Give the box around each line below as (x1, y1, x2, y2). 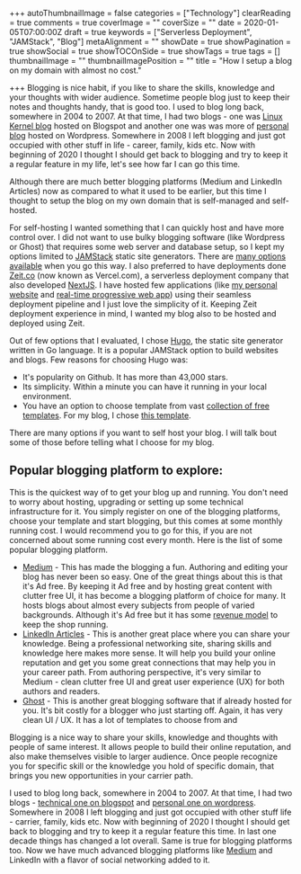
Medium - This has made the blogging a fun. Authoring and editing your (22, 561, 288, 572)
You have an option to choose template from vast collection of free (22, 400, 270, 411)
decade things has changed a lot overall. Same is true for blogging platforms (9, 835, 293, 846)
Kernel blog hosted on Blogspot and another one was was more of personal (9, 120, 289, 131)
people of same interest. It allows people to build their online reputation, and (9, 741, 292, 752)
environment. (22, 391, 72, 401)
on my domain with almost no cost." (9, 65, 142, 76)
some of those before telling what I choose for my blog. (9, 437, 215, 448)
